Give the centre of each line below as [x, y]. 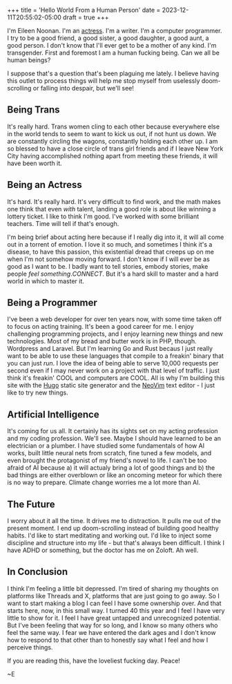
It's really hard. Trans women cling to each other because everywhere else [113, 126]
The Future [31, 504]
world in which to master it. [46, 281]
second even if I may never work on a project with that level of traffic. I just [113, 371]
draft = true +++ [86, 17]
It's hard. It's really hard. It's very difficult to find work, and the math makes [114, 201]
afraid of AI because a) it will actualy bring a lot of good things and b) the [111, 468]
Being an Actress [45, 185]
